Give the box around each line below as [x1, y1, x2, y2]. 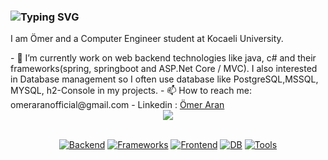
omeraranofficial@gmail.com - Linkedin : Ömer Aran [10, 99, 225, 111]
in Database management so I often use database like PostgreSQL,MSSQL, [10, 73, 319, 85]
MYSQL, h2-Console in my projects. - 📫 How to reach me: [10, 85, 252, 97]
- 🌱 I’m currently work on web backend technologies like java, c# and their [10, 52, 317, 64]
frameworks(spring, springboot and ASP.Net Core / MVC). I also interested [10, 63, 318, 75]
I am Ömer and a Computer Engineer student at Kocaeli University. [10, 33, 284, 45]
